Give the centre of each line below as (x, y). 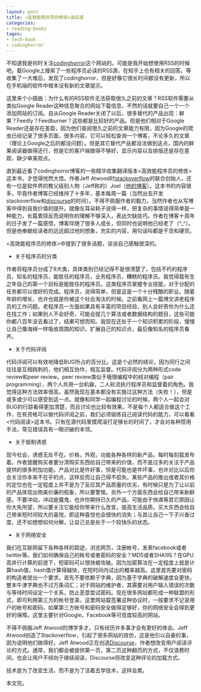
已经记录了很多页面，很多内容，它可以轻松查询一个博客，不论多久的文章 (100, 135)
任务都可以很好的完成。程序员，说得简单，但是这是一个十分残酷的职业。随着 (100, 291)
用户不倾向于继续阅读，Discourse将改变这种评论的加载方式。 (108, 657)
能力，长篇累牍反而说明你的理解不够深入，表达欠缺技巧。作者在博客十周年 (103, 216)
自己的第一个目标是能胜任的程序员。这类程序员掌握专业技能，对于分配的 (106, 284)
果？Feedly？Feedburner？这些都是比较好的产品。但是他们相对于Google (95, 120)
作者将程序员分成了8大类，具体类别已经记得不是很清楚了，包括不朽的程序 (97, 269)
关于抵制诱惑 (31, 442)
